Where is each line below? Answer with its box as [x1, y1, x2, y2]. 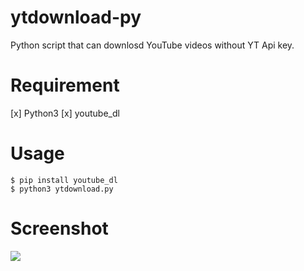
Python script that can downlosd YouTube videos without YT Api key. [10, 39, 295, 51]
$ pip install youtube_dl [10, 175, 118, 185]
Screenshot [10, 217, 109, 240]
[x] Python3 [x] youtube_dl [10, 107, 120, 119]
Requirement [10, 74, 120, 97]
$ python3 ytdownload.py [10, 184, 114, 194]
